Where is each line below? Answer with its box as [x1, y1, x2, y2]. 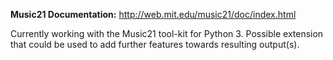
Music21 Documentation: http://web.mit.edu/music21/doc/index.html [10, 9, 297, 20]
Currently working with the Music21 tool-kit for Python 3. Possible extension [10, 28, 324, 39]
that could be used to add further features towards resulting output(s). [10, 39, 300, 50]
